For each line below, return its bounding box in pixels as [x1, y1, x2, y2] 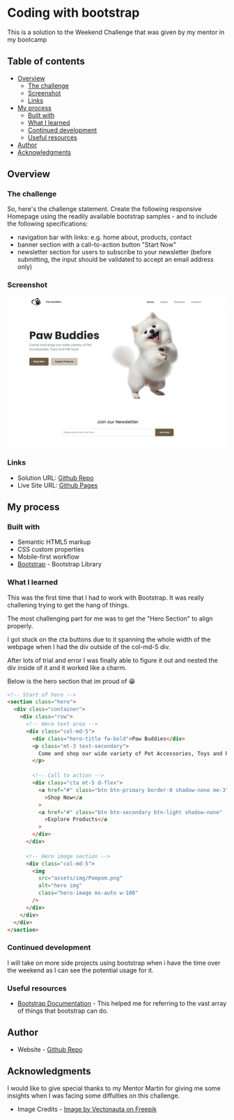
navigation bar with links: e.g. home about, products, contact [17, 233, 192, 242]
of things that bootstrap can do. [17, 1006, 109, 1015]
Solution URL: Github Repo [17, 474, 94, 482]
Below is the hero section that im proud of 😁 [7, 677, 136, 685]
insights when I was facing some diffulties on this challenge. [7, 1091, 180, 1100]
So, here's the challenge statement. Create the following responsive [7, 205, 202, 213]
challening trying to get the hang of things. [7, 600, 130, 609]
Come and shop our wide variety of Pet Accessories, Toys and [38, 750, 223, 757]
